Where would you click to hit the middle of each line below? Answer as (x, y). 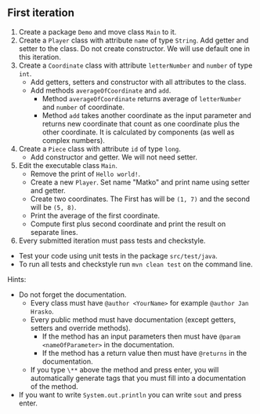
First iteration (41, 13)
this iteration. (40, 57)
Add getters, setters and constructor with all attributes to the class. (138, 82)
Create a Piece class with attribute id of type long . (100, 148)
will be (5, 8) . (53, 207)
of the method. (54, 386)
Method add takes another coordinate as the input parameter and (146, 115)
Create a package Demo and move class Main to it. (97, 31)
